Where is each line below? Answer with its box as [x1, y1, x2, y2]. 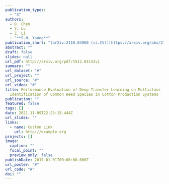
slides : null [5, 54, 33, 59]
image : [5, 139, 19, 144]
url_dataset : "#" [5, 69, 42, 74]
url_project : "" [5, 73, 39, 78]
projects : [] [5, 134, 33, 139]
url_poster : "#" [5, 162, 39, 167]
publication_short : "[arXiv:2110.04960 [5, 40, 89, 45]
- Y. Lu [10, 26, 26, 31]
